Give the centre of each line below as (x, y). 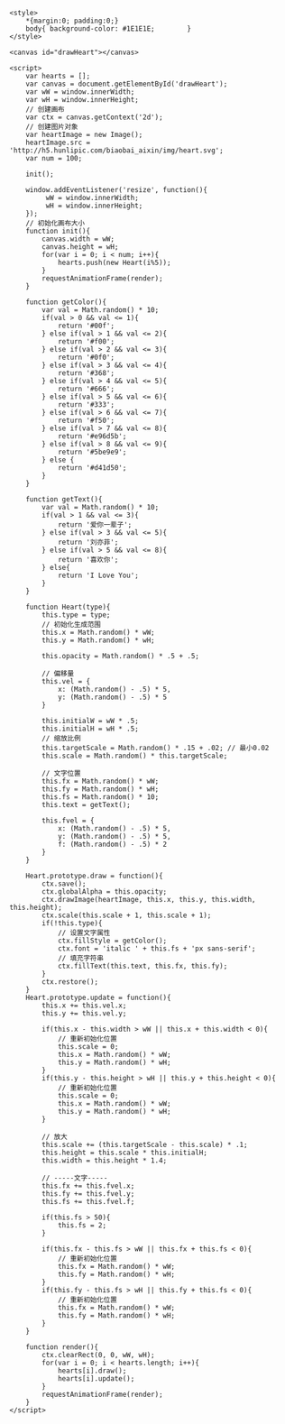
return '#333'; (86, 405)
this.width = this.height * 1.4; (105, 1161)
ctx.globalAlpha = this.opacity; (105, 892)
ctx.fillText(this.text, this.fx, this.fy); (142, 966)
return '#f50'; (86, 420)
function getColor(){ (66, 302)
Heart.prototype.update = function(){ (98, 997)
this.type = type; (76, 615)
